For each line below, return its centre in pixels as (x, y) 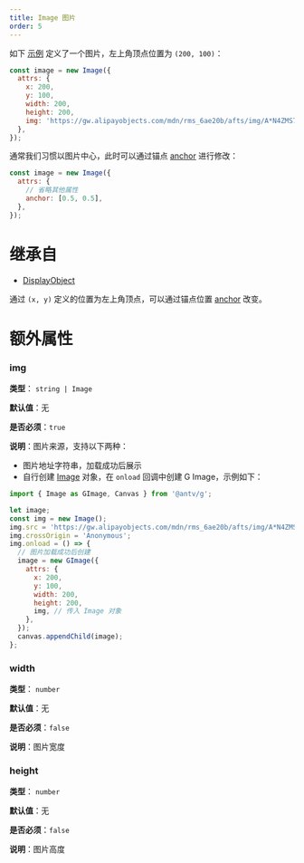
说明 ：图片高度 (37, 849)
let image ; (30, 510)
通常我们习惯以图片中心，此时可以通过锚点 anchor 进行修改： (123, 156)
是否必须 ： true (38, 427)
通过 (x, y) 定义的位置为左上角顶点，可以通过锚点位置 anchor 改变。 (138, 299)
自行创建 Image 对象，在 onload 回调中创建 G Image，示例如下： (143, 477)
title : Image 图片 (43, 18)
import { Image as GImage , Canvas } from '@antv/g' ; (111, 494)
